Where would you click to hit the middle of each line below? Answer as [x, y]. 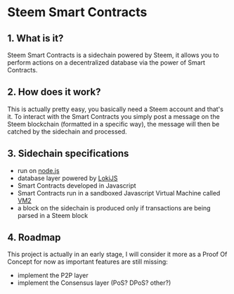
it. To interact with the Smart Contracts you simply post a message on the [113, 116]
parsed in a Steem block [53, 215]
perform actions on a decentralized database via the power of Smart [106, 63]
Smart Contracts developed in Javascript [77, 185]
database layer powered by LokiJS [67, 178]
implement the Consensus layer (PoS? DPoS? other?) [94, 283]
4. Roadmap [34, 237]
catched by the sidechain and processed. [67, 132]
